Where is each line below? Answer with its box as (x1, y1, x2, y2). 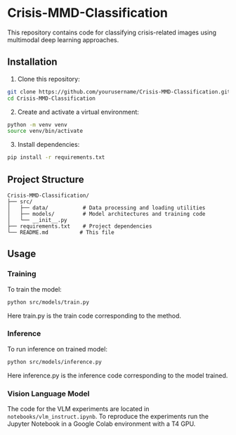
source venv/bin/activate (7, 128, 83, 135)
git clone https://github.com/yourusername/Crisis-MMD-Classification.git (7, 88, 231, 96)
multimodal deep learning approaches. (7, 35, 119, 44)
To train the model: (7, 285, 62, 293)
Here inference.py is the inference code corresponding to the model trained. (7, 371, 228, 379)
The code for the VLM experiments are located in (7, 404, 150, 413)
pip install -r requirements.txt (7, 154, 105, 161)
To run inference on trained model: (7, 344, 107, 353)
